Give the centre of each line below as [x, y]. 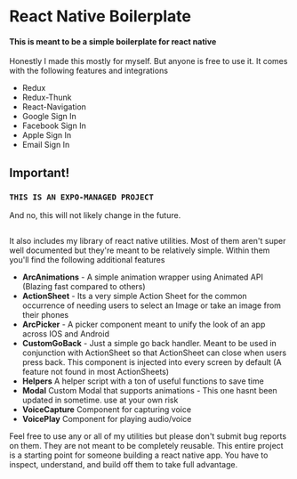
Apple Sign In [47, 135]
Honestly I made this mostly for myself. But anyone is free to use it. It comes [148, 61]
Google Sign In [49, 117]
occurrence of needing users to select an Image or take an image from [152, 305]
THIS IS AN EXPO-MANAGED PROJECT [81, 197]
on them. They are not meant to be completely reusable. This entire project [146, 446]
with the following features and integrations [89, 71]
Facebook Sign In [54, 126]
